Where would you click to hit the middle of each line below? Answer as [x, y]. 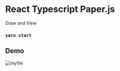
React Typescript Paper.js [60, 9]
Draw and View [21, 23]
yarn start [18, 35]
